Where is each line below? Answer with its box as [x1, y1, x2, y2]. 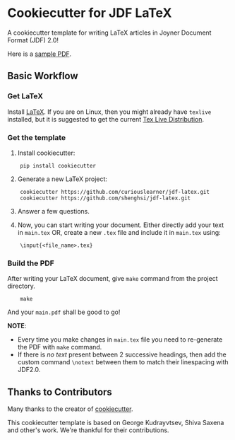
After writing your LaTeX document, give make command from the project [7, 274, 218, 283]
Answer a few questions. [17, 207, 90, 215]
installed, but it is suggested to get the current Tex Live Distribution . [7, 115, 205, 123]
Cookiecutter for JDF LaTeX [7, 5, 172, 21]
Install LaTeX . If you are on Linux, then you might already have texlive [7, 108, 212, 116]
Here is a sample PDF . [7, 50, 72, 58]
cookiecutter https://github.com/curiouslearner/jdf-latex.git [20, 188, 210, 195]
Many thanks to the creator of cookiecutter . [7, 405, 133, 413]
